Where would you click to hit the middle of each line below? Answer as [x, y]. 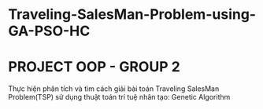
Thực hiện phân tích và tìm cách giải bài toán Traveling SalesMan [114, 89]
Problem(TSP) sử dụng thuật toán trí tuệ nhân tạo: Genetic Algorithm [119, 97]
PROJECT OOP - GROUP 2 [94, 67]
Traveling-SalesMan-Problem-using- [132, 15]
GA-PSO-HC [49, 31]
